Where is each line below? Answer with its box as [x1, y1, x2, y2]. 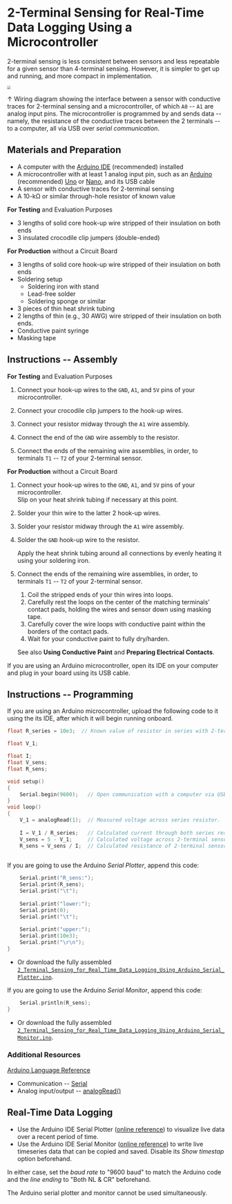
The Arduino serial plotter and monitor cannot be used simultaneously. [7, 1188, 208, 1197]
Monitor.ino [17, 1034, 52, 1041]
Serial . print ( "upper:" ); [19, 926, 91, 933]
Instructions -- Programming [7, 688, 133, 700]
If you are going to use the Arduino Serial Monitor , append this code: [7, 985, 202, 994]
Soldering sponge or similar [27, 297, 106, 305]
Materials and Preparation [7, 144, 122, 156]
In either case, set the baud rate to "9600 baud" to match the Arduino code [7, 1167, 222, 1176]
